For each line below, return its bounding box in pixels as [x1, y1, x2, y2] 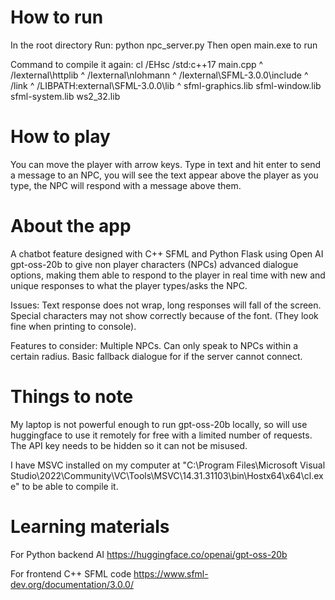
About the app [10, 215, 132, 238]
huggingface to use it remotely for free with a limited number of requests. [10, 429, 313, 441]
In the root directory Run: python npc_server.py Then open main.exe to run [10, 39, 318, 51]
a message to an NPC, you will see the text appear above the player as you [10, 169, 319, 181]
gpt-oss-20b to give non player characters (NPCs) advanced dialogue [10, 258, 299, 270]
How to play [10, 126, 111, 148]
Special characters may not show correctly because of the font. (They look [10, 309, 319, 321]
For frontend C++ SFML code [10, 567, 132, 580]
